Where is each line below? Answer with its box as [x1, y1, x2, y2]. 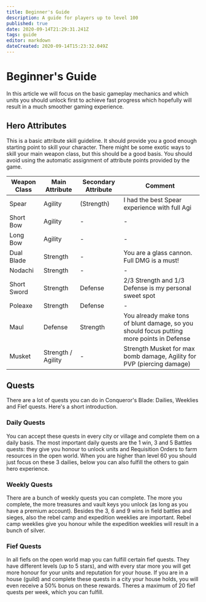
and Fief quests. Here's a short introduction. [6, 403, 118, 411]
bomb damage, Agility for [123, 352, 197, 360]
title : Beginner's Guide [6, 9, 70, 15]
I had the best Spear [123, 196, 182, 204]
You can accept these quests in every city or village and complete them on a [6, 432, 200, 440]
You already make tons [123, 311, 189, 319]
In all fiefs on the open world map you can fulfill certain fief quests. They [6, 556, 190, 563]
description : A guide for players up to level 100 [6, 15, 139, 21]
